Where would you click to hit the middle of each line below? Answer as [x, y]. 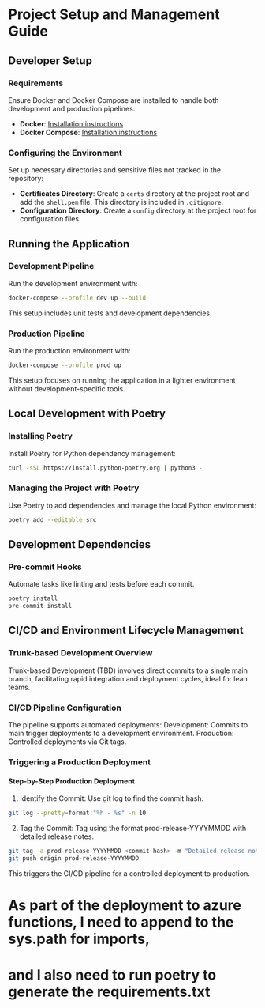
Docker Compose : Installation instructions [88, 132]
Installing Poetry [41, 436]
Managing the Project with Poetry [74, 488]
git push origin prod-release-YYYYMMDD [74, 858]
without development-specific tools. [67, 388]
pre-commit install [40, 606]
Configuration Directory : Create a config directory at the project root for [138, 210]
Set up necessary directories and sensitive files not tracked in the [115, 170]
